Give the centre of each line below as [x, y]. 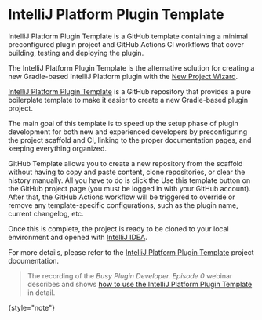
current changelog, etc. [46, 213]
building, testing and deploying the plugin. [76, 53]
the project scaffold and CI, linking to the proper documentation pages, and [130, 140]
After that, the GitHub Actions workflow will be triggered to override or [122, 197]
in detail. [41, 293]
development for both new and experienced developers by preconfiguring [128, 132]
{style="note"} [32, 307]
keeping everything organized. [58, 148]
